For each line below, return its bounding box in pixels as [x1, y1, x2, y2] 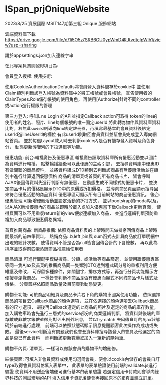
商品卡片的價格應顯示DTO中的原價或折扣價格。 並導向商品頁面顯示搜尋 [9, 185, 154, 192]
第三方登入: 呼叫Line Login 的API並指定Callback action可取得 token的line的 [5, 113, 157, 119]
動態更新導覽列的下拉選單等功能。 [14, 144, 84, 150]
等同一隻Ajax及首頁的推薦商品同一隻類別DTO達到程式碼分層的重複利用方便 [5, 262, 157, 268]
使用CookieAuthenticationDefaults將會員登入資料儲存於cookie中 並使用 [5, 83, 150, 90]
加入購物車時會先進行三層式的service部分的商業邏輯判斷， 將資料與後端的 [5, 310, 156, 316]
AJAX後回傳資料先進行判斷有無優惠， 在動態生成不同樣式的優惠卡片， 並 [5, 179, 153, 185]
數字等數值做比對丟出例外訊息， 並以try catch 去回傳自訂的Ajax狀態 [22, 316, 161, 322]
